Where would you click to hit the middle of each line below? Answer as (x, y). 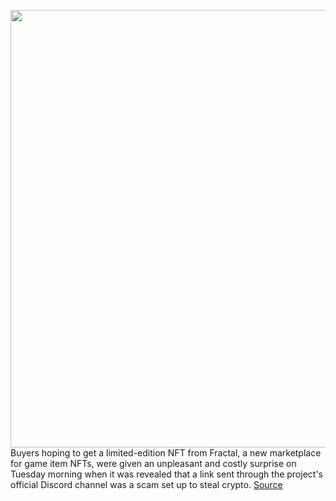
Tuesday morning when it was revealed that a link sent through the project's (166, 474)
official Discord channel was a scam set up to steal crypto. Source (146, 484)
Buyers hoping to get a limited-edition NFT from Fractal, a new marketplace (166, 453)
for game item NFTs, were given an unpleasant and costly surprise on (153, 463)
